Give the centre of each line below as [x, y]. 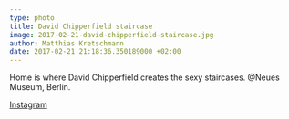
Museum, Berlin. [40, 87]
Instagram [28, 104]
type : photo [32, 18]
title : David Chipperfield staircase [81, 26]
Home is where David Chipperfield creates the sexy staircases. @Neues [144, 77]
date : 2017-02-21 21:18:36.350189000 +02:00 [95, 52]
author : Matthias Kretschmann [67, 43]
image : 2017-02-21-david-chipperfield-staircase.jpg [112, 35]
